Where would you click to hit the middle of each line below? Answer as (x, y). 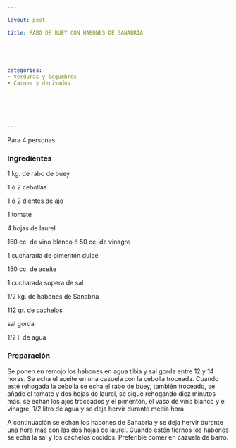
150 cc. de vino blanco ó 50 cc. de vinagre (69, 242)
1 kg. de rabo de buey (39, 174)
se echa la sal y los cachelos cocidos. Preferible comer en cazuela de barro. (118, 437)
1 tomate (20, 215)
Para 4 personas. (32, 140)
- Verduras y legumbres (42, 77)
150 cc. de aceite (32, 269)
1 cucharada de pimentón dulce (53, 256)
